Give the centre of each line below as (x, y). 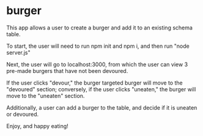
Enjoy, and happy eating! (37, 126)
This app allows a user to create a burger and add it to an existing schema (99, 28)
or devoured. (23, 114)
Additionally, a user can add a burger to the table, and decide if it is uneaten (102, 107)
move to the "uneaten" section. (46, 96)
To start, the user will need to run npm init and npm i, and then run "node (98, 46)
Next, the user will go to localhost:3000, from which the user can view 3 (97, 64)
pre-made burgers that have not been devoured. (67, 70)
